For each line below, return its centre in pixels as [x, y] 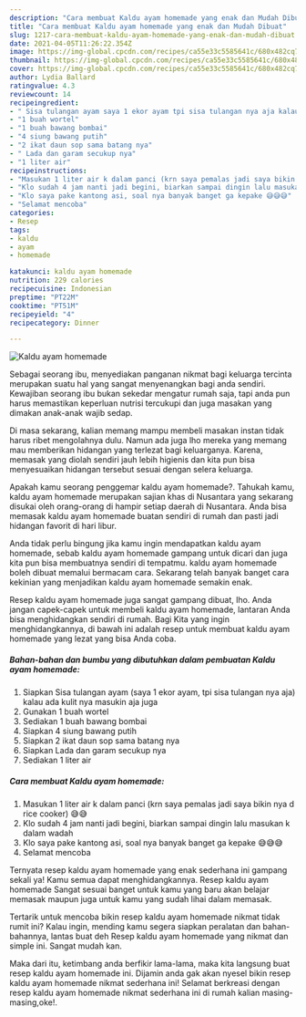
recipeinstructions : [49, 171]
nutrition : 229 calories [56, 280]
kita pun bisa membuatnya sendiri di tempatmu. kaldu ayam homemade [143, 563]
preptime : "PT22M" [44, 297]
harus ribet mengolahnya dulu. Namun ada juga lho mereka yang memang [148, 441]
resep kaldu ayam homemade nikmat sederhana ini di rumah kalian [135, 993]
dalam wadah [48, 833]
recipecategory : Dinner [55, 323]
